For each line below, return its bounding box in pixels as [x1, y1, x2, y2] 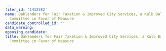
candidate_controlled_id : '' [5, 20, 65, 26]
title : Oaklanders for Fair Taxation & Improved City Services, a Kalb [5, 34, 156, 39]
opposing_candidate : [5, 30, 48, 34]
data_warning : [5, 25, 35, 30]
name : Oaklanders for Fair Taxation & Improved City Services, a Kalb [5, 12, 154, 17]
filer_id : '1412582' [5, 7, 48, 12]
